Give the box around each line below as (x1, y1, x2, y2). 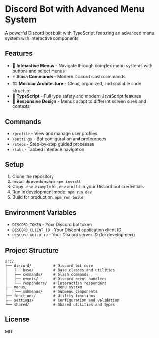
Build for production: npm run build (12, 194, 84, 200)
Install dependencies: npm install (12, 179, 81, 184)
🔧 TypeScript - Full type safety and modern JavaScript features (12, 93, 141, 99)
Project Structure (5, 246, 59, 255)
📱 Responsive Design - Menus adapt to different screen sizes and (12, 98, 146, 104)
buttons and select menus (12, 68, 65, 74)
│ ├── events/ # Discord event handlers (5, 276, 106, 281)
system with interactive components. (5, 35, 80, 41)
